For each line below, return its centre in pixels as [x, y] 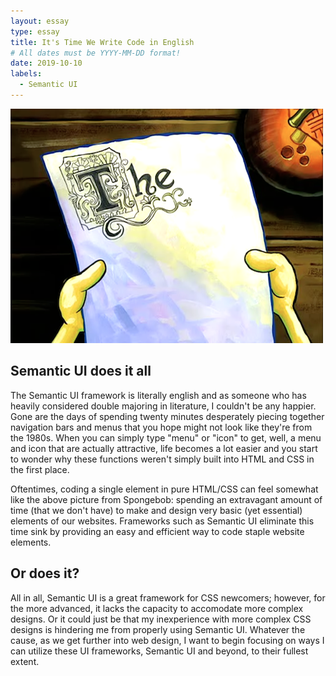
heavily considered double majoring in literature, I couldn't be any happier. [163, 406]
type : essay [35, 31]
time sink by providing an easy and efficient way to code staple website [157, 531]
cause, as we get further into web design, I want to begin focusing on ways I [167, 640]
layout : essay [40, 21]
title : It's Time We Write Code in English [102, 42]
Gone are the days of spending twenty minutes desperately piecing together [167, 416]
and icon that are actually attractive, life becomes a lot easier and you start [164, 448]
